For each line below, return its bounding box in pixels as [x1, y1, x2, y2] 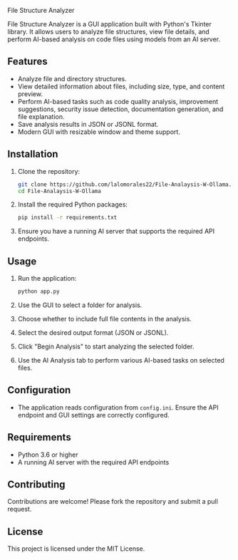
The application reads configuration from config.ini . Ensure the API [17, 403, 219, 412]
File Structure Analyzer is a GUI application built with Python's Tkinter [7, 20, 212, 28]
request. [7, 505, 32, 514]
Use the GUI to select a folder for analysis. [17, 301, 143, 309]
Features [7, 56, 48, 68]
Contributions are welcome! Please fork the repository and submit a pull [7, 497, 219, 506]
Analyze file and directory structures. [17, 74, 127, 83]
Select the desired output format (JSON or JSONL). [17, 328, 169, 337]
